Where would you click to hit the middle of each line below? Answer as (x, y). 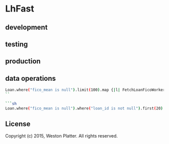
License (18, 124)
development (26, 27)
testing (17, 44)
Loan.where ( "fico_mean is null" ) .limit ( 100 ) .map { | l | (63, 90)
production (23, 61)
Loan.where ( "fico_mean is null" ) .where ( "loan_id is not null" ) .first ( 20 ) (84, 108)
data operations (31, 78)
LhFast (20, 9)
